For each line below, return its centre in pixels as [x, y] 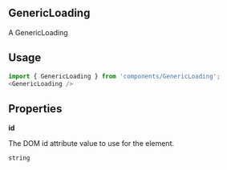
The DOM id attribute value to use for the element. [91, 144]
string [19, 158]
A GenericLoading [38, 32]
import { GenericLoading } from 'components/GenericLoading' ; [114, 76]
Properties [35, 109]
